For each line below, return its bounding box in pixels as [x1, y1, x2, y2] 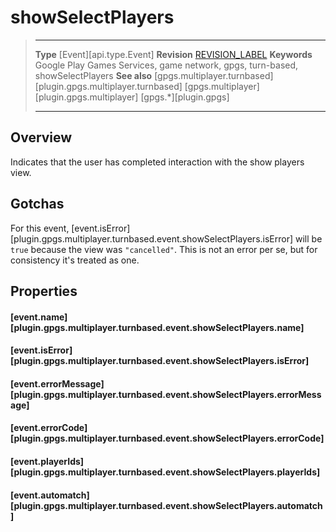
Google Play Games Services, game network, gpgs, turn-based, [34, 59, 299, 71]
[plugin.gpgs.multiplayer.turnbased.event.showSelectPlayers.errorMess [10, 388, 322, 400]
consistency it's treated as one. [10, 254, 140, 266]
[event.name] [10, 311, 68, 323]
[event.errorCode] [10, 422, 88, 434]
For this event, [10, 222, 70, 234]
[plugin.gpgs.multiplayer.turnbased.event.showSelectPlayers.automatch [10, 499, 323, 511]
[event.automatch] [10, 489, 90, 501]
